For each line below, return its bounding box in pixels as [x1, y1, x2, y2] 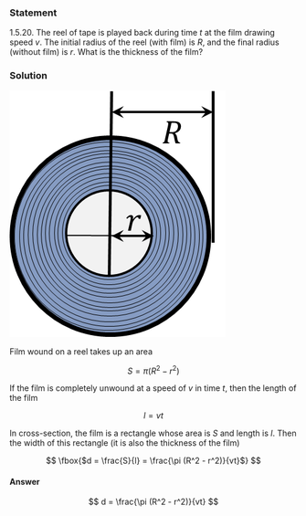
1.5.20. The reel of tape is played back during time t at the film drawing [9, 27, 276, 38]
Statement [9, 6, 58, 19]
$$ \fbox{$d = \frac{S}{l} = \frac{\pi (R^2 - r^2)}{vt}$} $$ [45, 455, 262, 467]
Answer [9, 476, 40, 487]
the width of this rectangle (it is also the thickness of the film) [9, 437, 240, 448]
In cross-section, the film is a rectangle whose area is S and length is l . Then [9, 427, 297, 439]
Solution [9, 69, 48, 82]
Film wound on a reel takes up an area [9, 345, 153, 357]
